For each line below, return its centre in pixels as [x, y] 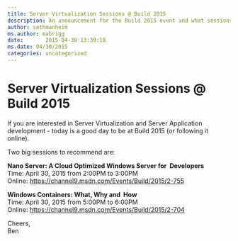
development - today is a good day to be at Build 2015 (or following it [108, 130]
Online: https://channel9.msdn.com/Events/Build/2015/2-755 [96, 181]
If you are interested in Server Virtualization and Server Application [105, 123]
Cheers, [19, 223]
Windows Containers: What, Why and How [72, 194]
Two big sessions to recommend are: [61, 152]
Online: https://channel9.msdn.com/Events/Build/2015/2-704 [96, 209]
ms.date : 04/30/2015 [38, 47]
